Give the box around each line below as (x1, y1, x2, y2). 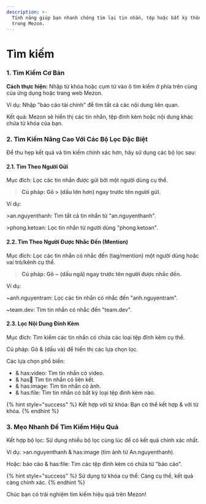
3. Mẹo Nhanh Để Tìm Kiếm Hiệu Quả (6, 422, 119, 431)
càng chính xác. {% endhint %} (6, 479, 86, 486)
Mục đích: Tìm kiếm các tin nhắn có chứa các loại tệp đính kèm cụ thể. (6, 333, 185, 341)
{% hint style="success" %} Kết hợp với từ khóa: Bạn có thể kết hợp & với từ (6, 400, 199, 408)
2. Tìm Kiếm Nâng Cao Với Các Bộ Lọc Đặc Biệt (6, 134, 148, 143)
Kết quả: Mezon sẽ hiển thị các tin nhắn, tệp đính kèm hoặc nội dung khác (6, 113, 194, 120)
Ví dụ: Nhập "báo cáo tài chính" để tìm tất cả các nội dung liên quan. (6, 101, 180, 108)
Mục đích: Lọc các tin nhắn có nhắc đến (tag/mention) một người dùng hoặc (6, 252, 199, 259)
